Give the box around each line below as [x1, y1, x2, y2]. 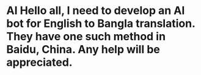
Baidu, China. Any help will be [6, 43, 160, 57]
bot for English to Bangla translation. [6, 16, 196, 30]
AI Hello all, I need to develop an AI [6, 4, 185, 18]
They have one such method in [6, 30, 166, 43]
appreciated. [6, 55, 73, 70]
